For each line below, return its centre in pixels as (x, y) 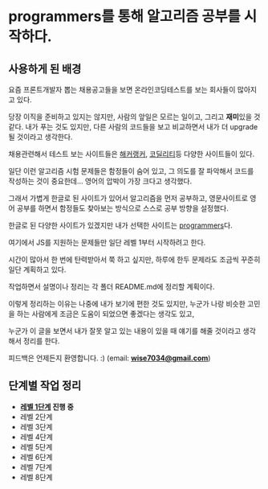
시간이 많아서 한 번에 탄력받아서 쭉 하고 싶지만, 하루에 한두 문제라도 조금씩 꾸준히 (134, 259)
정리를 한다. (41, 341)
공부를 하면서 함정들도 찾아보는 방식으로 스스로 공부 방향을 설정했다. (122, 208)
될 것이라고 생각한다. (41, 137)
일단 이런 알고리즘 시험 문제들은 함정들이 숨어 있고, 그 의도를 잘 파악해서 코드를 (131, 171)
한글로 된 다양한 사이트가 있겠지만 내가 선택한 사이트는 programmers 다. (120, 225)
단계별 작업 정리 (45, 386)
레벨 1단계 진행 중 (47, 406)
